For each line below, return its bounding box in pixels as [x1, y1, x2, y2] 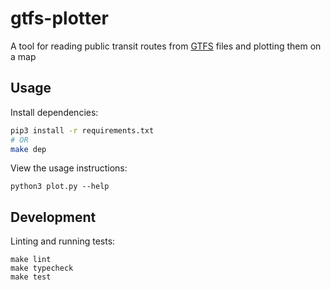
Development [10, 208, 97, 226]
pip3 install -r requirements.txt [10, 125, 155, 136]
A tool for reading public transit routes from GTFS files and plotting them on [10, 40, 322, 52]
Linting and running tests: [10, 235, 116, 247]
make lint [10, 255, 52, 265]
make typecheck [10, 263, 74, 274]
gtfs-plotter [10, 7, 109, 30]
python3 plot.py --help [10, 182, 110, 192]
